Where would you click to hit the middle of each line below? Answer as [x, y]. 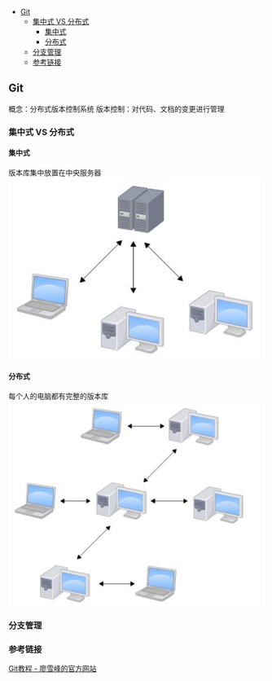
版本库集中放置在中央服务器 [55, 172]
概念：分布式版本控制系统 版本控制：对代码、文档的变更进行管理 [116, 108]
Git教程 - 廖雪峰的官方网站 [53, 669]
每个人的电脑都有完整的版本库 [58, 396]
